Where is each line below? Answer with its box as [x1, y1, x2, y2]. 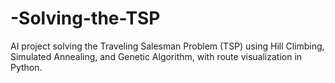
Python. [10, 61, 43, 73]
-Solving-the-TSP [10, 7, 161, 30]
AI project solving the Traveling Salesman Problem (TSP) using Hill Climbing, [10, 40, 325, 52]
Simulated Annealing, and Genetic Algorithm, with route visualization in [10, 50, 303, 62]
